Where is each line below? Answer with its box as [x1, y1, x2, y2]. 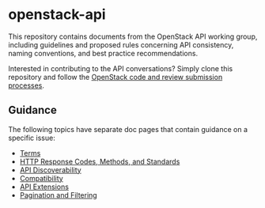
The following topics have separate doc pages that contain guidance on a [8, 124, 248, 134]
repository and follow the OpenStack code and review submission [8, 72, 223, 81]
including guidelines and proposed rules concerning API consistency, [8, 40, 234, 49]
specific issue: [8, 133, 55, 142]
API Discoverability [19, 165, 81, 175]
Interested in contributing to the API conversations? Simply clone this [8, 63, 233, 73]
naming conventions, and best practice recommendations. [8, 48, 199, 58]
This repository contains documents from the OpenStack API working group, [8, 32, 258, 41]
